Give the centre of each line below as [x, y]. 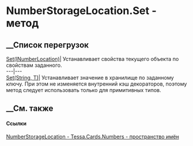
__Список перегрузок [48, 45]
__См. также [30, 109]
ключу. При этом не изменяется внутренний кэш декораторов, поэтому [97, 84]
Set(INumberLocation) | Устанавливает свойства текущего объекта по [92, 59]
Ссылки [16, 123]
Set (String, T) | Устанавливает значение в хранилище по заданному [90, 78]
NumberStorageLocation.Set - [81, 11]
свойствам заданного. [34, 65]
